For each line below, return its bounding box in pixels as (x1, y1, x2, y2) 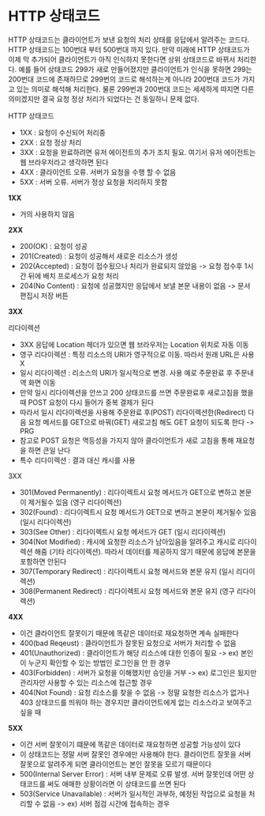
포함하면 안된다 (19, 557, 67, 566)
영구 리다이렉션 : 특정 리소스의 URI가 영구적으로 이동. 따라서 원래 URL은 (19, 349, 241, 359)
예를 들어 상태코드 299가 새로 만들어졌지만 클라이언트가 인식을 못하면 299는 (18, 64, 252, 74)
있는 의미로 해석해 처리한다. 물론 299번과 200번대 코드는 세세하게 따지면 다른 (16, 84, 255, 93)
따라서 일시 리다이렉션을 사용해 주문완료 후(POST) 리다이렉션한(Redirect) (19, 407, 247, 417)
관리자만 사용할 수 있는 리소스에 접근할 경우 (19, 678, 153, 687)
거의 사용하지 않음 (19, 209, 75, 218)
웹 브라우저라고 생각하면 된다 (19, 157, 109, 167)
